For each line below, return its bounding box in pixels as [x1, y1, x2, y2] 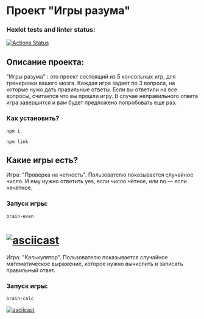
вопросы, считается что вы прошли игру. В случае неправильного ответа [6, 93, 199, 100]
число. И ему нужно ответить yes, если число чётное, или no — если [6, 178, 187, 185]
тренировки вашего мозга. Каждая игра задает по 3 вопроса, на [6, 80, 175, 87]
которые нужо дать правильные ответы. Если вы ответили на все [6, 86, 178, 93]
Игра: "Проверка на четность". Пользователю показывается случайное [6, 171, 194, 178]
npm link [6, 138, 29, 145]
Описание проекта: [6, 57, 84, 67]
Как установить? [6, 114, 60, 122]
